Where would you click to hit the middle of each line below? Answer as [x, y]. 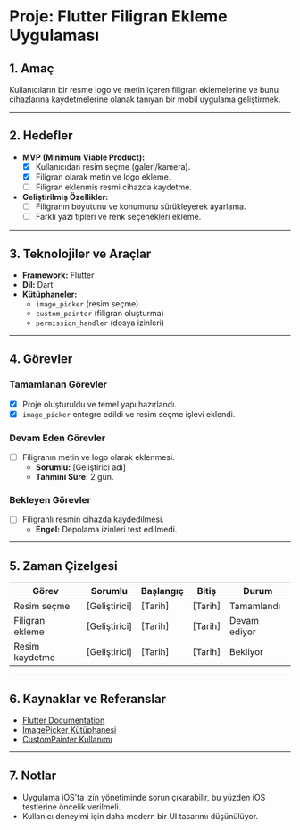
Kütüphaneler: [50, 294]
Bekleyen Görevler [50, 500]
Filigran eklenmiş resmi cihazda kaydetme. [113, 187]
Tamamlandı [255, 607]
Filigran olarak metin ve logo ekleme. [103, 177]
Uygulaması [54, 35]
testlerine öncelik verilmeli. [71, 807]
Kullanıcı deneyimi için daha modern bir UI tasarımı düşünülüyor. [140, 816]
